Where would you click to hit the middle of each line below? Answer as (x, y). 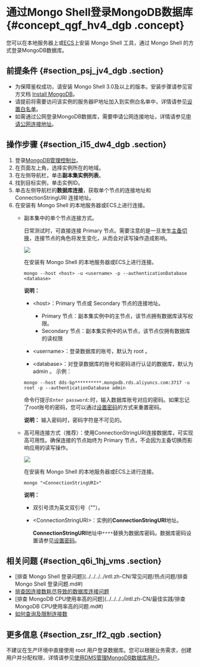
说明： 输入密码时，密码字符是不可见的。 (74, 420)
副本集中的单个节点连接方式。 (60, 218)
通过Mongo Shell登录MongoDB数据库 (100, 12)
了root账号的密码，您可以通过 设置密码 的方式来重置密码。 (94, 407)
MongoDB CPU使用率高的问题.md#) (59, 607)
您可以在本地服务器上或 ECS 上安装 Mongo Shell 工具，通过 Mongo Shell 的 (98, 43)
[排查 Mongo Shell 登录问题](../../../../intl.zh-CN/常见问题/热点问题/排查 (101, 577)
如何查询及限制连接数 (41, 614)
